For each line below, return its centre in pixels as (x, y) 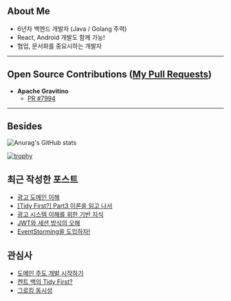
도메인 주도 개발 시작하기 (50, 274)
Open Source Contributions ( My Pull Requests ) (109, 75)
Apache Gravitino (43, 91)
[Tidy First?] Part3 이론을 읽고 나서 (65, 206)
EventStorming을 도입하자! (54, 232)
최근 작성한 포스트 (43, 179)
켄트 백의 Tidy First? (45, 282)
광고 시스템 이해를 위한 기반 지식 (60, 214)
